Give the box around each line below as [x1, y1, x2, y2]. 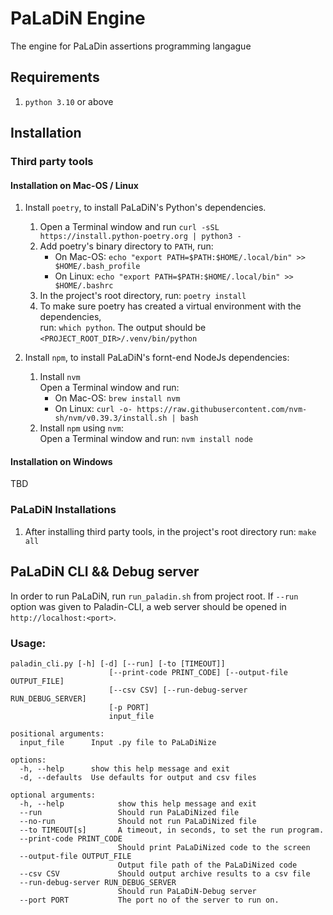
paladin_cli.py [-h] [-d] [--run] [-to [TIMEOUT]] [10, 658, 226, 669]
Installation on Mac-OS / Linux [10, 179, 139, 191]
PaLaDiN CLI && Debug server [10, 563, 200, 581]
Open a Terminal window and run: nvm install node [39, 433, 253, 445]
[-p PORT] [108, 702, 150, 712]
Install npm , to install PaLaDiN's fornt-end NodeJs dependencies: [24, 352, 290, 364]
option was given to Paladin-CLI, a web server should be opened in [10, 600, 287, 612]
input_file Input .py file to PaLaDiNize [19, 737, 217, 747]
